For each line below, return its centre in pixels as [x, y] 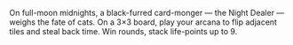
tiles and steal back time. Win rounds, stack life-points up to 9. [123, 31]
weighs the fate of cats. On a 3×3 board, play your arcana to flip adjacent [143, 22]
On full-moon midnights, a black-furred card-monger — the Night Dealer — [147, 13]
